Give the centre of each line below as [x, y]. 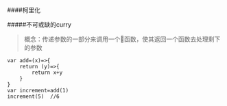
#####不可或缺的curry [39, 25]
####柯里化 [24, 10]
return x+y [47, 72]
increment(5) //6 [33, 96]
